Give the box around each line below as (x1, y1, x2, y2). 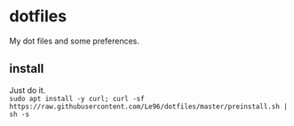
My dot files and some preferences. (9, 35, 140, 46)
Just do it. (9, 84, 46, 95)
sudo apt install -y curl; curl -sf (9, 94, 145, 103)
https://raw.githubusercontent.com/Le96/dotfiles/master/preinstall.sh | (9, 102, 289, 111)
